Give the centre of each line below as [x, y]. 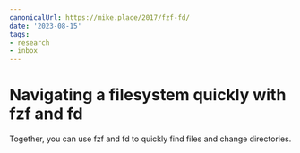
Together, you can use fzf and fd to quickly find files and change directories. [150, 139]
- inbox [24, 51]
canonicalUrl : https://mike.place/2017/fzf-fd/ [100, 17]
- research [30, 42]
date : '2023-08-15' [46, 26]
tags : [19, 34]
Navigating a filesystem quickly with [148, 95]
